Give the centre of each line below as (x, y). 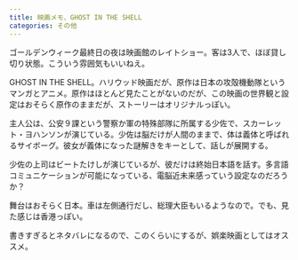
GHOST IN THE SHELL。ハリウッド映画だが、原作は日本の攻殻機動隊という (148, 82)
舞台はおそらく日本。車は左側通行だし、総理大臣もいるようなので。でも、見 (149, 205)
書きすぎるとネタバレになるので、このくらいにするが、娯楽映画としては (141, 235)
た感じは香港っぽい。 (48, 216)
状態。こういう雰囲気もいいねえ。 (87, 63)
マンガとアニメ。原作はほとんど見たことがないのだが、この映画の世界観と (145, 93)
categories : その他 (43, 26)
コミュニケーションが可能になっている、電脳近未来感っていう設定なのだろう (149, 175)
